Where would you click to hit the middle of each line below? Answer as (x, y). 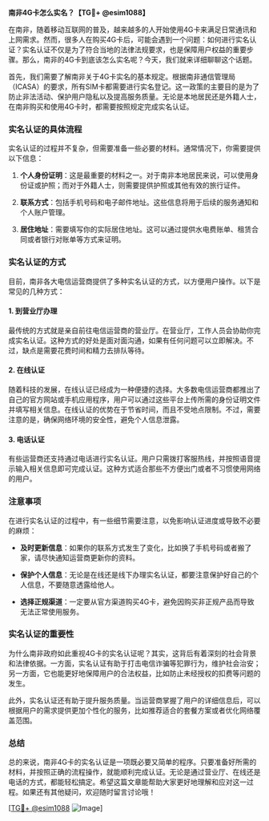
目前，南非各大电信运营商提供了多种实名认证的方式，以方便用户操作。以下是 (134, 281)
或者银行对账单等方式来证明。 (76, 239)
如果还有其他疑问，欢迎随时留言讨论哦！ (89, 792)
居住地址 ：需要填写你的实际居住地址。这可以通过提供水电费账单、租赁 (136, 229)
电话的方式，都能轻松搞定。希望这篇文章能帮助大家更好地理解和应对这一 (127, 782)
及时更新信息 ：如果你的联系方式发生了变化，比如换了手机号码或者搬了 (136, 547)
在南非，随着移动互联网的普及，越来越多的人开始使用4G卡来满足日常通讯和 (132, 30)
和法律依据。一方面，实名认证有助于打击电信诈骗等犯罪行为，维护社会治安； (134, 663)
